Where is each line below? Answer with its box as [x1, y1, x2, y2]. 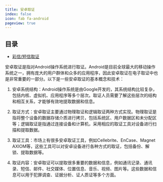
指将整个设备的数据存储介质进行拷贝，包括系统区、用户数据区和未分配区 [12, 115, 157, 121]
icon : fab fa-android [5, 16, 49, 21]
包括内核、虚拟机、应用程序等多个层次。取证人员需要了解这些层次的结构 [12, 93, 157, 99]
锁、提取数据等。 [12, 149, 47, 155]
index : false [5, 12, 32, 17]
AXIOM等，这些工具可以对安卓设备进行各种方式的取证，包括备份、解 [12, 144, 150, 149]
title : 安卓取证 [5, 7, 35, 12]
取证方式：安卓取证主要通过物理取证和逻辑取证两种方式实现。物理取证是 [12, 109, 157, 115]
